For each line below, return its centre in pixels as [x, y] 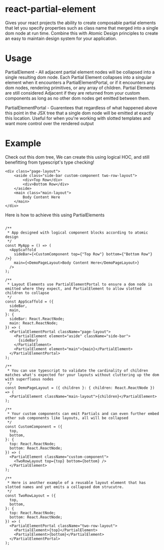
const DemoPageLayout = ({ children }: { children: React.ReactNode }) [80, 388]
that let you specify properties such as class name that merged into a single [82, 28]
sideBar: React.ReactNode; [37, 319]
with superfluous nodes [29, 379]
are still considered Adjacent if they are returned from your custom [73, 93]
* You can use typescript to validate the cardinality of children [78, 371]
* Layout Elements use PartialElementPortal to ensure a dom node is [80, 284]
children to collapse [27, 293]
